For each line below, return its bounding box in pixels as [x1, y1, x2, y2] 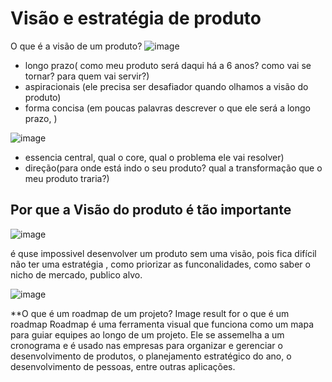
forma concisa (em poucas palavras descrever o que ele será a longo [24, 102, 311, 114]
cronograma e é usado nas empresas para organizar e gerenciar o [10, 339, 283, 351]
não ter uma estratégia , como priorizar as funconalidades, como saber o [10, 258, 311, 270]
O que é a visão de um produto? [10, 40, 143, 52]
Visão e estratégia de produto [10, 7, 262, 30]
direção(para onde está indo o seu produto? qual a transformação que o [24, 162, 323, 174]
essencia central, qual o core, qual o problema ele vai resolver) [24, 151, 285, 163]
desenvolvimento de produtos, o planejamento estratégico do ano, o [10, 350, 292, 362]
